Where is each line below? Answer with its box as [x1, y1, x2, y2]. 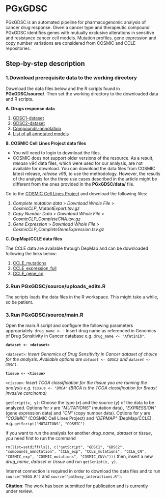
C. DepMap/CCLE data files [5, 235, 63, 241]
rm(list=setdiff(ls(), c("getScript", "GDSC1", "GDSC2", [5, 445, 125, 450]
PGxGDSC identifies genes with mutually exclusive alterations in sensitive [5, 29, 154, 35]
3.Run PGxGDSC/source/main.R [5, 311, 83, 318]
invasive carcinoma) [5, 390, 47, 396]
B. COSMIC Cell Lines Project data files [5, 140, 86, 146]
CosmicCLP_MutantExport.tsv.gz [12, 205, 80, 211]
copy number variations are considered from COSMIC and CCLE [5, 40, 136, 46]
